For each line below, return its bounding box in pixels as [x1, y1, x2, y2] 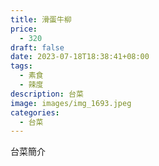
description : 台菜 [10, 89, 84, 99]
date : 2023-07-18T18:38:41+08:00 [10, 52, 150, 62]
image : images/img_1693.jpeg [10, 98, 132, 108]
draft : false [10, 42, 65, 53]
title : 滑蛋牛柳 [10, 14, 72, 25]
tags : [10, 61, 33, 71]
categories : [10, 107, 60, 118]
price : [10, 24, 38, 34]
